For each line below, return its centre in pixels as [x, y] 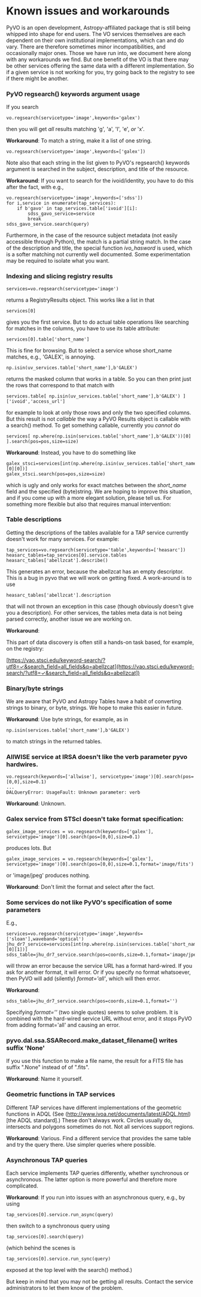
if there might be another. [37, 78]
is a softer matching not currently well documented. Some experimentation [98, 254]
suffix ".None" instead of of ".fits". [48, 1067]
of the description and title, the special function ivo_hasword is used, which [99, 248]
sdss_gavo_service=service [61, 214]
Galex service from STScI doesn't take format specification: [95, 819]
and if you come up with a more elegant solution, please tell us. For [89, 497]
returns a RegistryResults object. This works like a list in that [80, 300]
